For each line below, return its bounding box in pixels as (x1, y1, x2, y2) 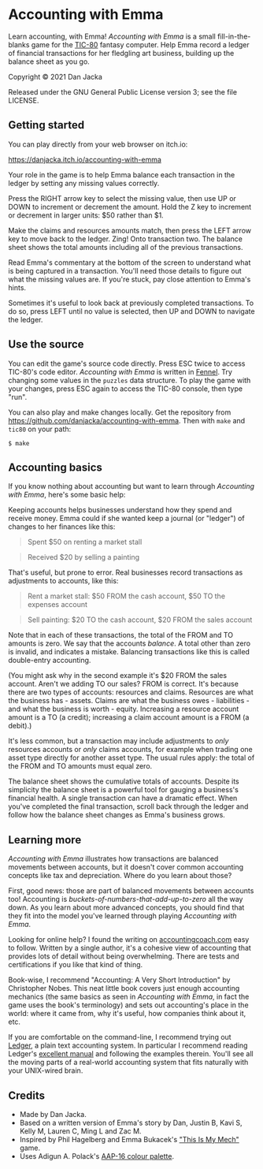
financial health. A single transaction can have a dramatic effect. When (8, 794, 238, 803)
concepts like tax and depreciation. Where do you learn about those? (8, 871, 232, 880)
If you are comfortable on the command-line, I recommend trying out (8, 1033, 232, 1042)
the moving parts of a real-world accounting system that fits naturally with (8, 1058, 249, 1067)
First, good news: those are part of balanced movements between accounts (8, 886, 254, 895)
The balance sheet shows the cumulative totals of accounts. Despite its (8, 776, 239, 786)
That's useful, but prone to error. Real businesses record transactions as (8, 568, 243, 577)
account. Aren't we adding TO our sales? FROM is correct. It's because (8, 679, 239, 689)
